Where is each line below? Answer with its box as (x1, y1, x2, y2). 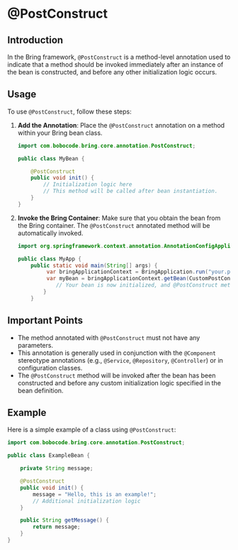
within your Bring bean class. (17, 128, 103, 137)
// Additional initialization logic (33, 497, 141, 505)
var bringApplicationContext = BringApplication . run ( (46, 268, 209, 275)
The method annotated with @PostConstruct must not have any (17, 333, 200, 342)
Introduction (7, 34, 64, 46)
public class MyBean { (17, 155, 85, 162)
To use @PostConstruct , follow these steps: (7, 107, 132, 116)
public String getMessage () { (20, 517, 110, 524)
